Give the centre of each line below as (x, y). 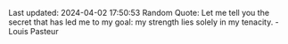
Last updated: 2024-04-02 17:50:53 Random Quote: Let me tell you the (139, 13)
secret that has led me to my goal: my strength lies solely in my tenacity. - (144, 22)
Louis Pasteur (33, 31)
